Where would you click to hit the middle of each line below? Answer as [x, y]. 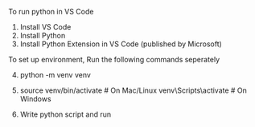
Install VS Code [45, 27]
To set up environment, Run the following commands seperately [114, 60]
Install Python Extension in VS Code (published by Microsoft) [121, 44]
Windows [35, 99]
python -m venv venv [55, 75]
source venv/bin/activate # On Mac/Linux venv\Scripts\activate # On [134, 90]
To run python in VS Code [51, 12]
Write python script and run [66, 114]
